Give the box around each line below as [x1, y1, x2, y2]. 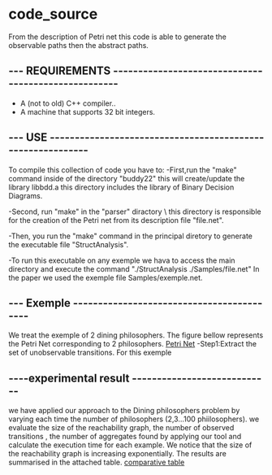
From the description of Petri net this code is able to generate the [8, 32, 227, 41]
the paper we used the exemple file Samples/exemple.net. [8, 272, 203, 282]
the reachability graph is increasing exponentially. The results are [8, 449, 227, 459]
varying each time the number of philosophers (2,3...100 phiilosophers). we [8, 414, 260, 424]
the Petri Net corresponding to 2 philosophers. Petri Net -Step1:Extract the [8, 339, 257, 349]
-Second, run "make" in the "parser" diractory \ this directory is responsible [8, 207, 261, 216]
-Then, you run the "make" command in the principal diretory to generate [8, 231, 253, 241]
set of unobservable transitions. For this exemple [8, 347, 172, 358]
